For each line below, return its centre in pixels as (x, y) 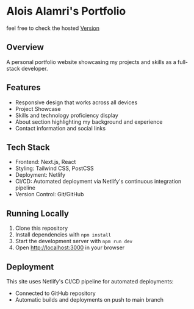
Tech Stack (28, 147)
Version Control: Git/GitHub (49, 194)
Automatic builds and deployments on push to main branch (89, 300)
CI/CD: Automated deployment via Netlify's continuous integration (98, 182)
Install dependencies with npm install (63, 235)
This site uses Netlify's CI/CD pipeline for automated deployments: (90, 281)
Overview (25, 47)
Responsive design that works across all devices (76, 102)
